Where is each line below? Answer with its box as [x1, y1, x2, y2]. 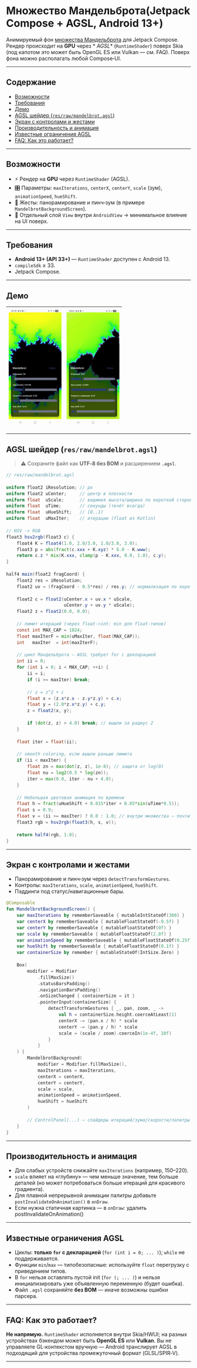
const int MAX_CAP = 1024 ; [16, 627, 83, 633]
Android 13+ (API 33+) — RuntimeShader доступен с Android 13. [14, 256, 171, 263]
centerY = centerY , [37, 1080, 85, 1086]
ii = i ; [27, 670, 46, 676]
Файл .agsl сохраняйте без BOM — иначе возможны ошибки [14, 1286, 168, 1293]
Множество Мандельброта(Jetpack [6, 4, 191, 18]
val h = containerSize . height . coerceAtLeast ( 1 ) [58, 1012, 177, 1018]
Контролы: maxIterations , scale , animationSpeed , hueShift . [14, 882, 158, 889]
